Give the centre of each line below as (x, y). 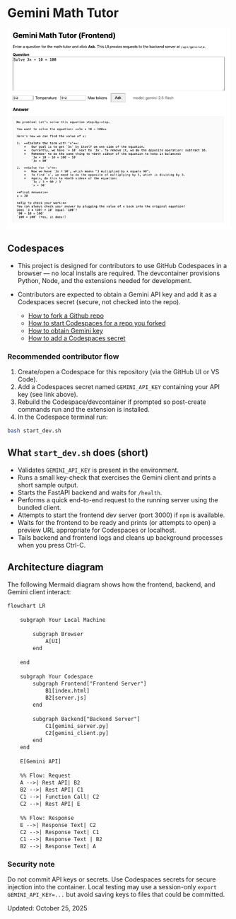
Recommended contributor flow (63, 357)
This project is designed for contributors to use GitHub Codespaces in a (122, 265)
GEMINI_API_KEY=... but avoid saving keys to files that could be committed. (116, 894)
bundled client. (39, 507)
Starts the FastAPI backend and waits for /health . (90, 492)
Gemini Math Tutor (63, 13)
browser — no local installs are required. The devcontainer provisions (119, 273)
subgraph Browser (58, 634)
